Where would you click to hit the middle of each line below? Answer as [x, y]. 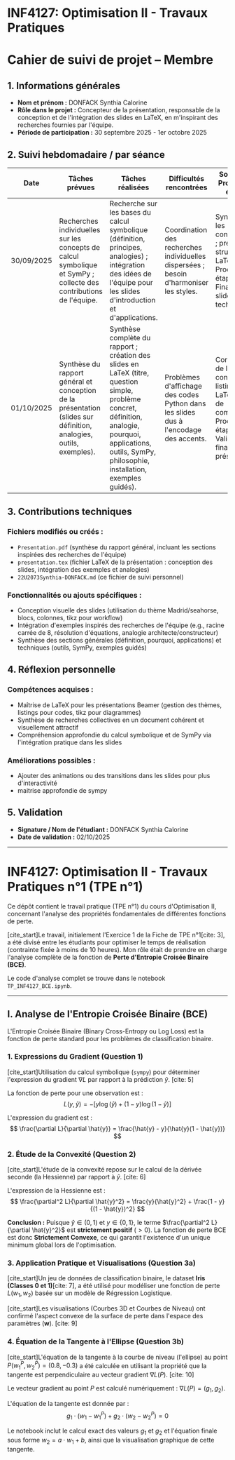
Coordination [186, 230]
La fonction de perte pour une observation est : [75, 1093]
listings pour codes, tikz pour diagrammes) [79, 712]
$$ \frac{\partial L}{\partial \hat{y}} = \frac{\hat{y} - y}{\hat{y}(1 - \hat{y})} [117, 1128]
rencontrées [186, 187]
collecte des [79, 282]
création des [130, 355]
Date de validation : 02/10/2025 [64, 837]
